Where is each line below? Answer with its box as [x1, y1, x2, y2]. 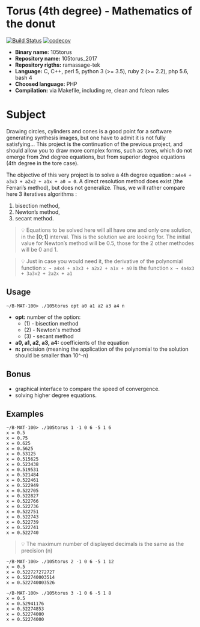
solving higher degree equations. [14, 392, 97, 399]
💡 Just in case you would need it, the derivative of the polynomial [20, 257, 183, 265]
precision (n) [20, 547, 53, 554]
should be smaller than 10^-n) [14, 351, 89, 359]
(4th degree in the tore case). [6, 159, 79, 166]
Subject [6, 108, 46, 121]
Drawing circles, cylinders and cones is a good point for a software [6, 127, 172, 135]
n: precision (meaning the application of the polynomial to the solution [14, 345, 189, 353]
